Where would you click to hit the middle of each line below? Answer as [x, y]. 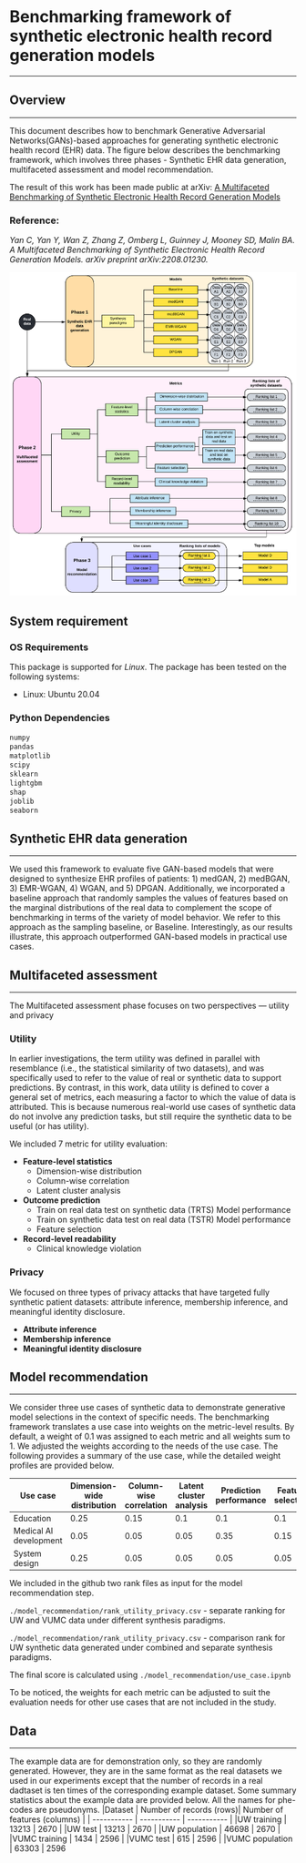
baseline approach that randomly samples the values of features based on [149, 898]
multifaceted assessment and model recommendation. [112, 169]
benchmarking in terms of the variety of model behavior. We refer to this [145, 918]
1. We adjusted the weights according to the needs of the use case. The [144, 1446]
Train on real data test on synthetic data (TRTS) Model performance [163, 1210]
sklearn [24, 774]
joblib [22, 802]
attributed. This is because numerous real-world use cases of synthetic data [153, 1107]
